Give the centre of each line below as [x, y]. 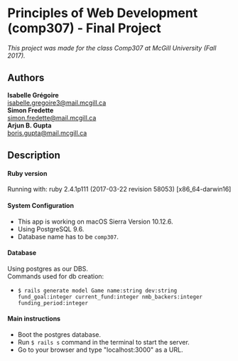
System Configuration [41, 205]
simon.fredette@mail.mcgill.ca [52, 117]
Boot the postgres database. [59, 334]
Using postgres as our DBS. [48, 268]
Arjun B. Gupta [29, 125]
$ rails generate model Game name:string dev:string [97, 291]
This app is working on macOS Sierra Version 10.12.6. [95, 221]
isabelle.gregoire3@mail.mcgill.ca [57, 103]
